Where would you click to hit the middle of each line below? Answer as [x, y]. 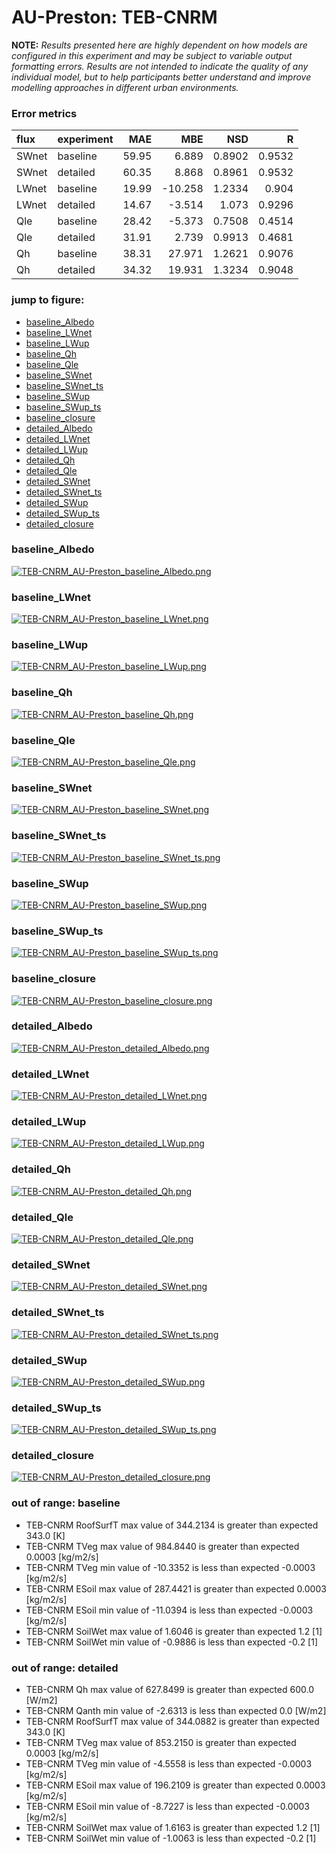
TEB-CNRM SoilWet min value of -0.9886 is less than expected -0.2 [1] [172, 1642]
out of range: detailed [65, 1668]
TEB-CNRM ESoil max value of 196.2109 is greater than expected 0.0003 [175, 1785]
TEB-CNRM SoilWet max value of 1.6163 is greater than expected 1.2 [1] [173, 1828]
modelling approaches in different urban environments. [125, 87]
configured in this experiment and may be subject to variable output [152, 55]
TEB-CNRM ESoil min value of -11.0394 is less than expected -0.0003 [169, 1610]
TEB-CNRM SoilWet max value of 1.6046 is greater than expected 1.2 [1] [174, 1631]
